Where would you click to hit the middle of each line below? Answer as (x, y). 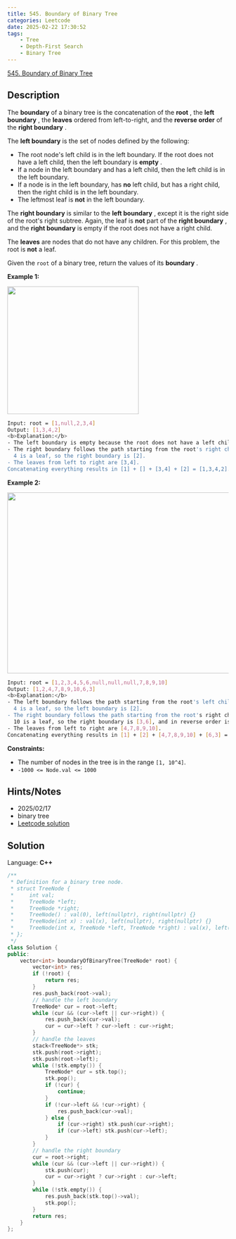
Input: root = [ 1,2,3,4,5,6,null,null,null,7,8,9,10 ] (88, 683)
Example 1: (24, 276)
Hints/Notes (34, 791)
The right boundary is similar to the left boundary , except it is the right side (118, 213)
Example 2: (24, 482)
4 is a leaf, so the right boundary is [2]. (80, 456)
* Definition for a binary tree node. (67, 882)
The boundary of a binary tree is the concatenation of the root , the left (111, 112)
